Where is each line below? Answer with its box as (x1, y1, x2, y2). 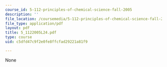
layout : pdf (5, 26, 30, 31)
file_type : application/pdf (5, 21, 64, 26)
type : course (5, 35, 32, 40)
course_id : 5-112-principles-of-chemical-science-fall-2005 (5, 7, 133, 12)
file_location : (5, 16, 37, 21)
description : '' (5, 12, 39, 17)
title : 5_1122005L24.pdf (5, 30, 57, 35)
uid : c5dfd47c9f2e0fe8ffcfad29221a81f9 (5, 39, 88, 44)
